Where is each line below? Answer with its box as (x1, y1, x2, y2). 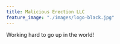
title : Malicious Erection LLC (6, 8, 85, 15)
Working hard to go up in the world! (6, 31, 95, 38)
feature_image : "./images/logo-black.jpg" (6, 14, 115, 20)
